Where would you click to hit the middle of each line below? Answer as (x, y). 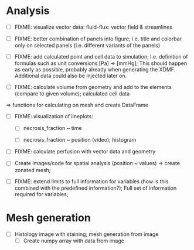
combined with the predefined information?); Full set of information (96, 188)
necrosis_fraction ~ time (52, 128)
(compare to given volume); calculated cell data (72, 94)
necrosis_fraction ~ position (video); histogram (80, 140)
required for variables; (41, 194)
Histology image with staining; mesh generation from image (86, 234)
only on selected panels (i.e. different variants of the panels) (87, 46)
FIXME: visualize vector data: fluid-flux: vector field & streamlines (93, 27)
